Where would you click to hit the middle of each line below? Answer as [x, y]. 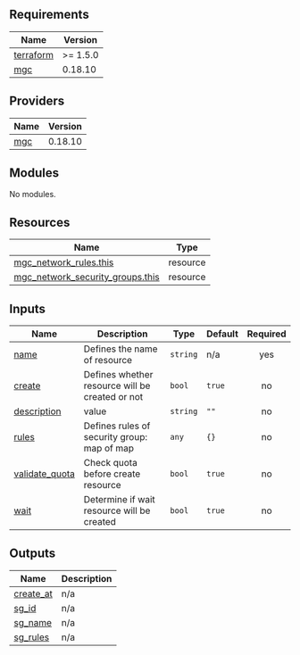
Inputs [28, 308]
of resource [108, 361]
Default [223, 334]
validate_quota [45, 474]
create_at [33, 593]
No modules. [33, 195]
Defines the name [121, 349]
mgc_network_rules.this [64, 262]
